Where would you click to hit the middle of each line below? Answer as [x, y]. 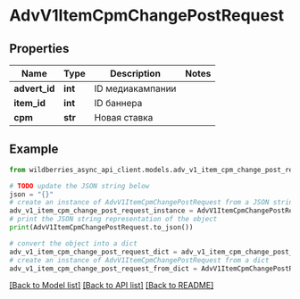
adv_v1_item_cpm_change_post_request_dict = [93, 252]
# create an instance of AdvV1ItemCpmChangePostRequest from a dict [139, 260]
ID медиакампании [135, 88]
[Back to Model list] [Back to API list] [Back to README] [112, 286]
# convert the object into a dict [74, 243]
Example [34, 149]
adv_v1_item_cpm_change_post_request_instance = [101, 211]
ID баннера [118, 103]
